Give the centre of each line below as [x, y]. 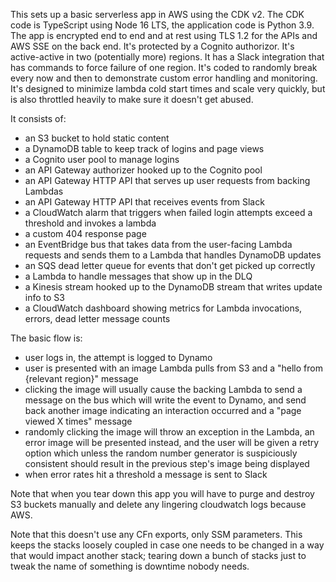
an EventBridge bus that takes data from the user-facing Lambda [158, 244]
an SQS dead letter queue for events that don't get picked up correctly [170, 265]
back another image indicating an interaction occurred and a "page [163, 410]
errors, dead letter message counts [97, 318]
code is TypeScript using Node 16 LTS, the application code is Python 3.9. [162, 25]
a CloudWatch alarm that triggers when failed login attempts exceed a [168, 212]
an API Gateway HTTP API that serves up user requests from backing [167, 180]
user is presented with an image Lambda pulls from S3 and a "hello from [173, 368]
